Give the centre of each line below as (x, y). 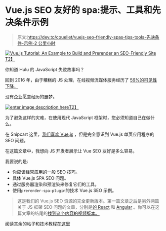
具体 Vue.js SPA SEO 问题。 (41, 178)
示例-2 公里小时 (40, 43)
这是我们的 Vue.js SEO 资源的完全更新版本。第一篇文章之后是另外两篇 (88, 201)
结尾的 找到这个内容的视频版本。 (67, 213)
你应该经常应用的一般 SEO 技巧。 (46, 172)
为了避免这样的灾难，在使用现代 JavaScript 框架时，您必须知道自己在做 (78, 117)
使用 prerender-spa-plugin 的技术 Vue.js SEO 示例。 (64, 190)
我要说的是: (17, 161)
